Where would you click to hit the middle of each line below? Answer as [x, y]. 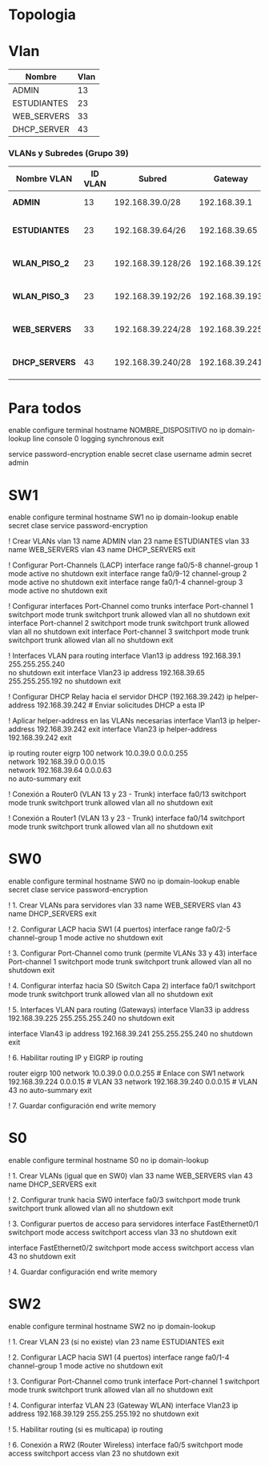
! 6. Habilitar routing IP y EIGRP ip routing [76, 1058]
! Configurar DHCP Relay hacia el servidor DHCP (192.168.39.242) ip [121, 697]
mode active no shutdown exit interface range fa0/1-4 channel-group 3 [126, 583]
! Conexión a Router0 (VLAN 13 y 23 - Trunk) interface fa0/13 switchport [127, 795]
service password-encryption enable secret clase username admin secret [130, 455]
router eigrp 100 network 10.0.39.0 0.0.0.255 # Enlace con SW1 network [127, 1073]
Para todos [45, 408]
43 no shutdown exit [42, 1256]
